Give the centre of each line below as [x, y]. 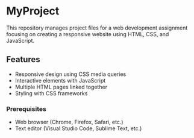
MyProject [33, 11]
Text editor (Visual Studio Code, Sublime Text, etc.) [78, 128]
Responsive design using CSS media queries [70, 74]
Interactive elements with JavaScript [60, 80]
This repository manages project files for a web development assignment [97, 28]
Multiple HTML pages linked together [61, 87]
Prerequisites [26, 108]
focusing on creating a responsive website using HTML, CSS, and [88, 34]
